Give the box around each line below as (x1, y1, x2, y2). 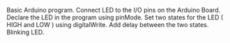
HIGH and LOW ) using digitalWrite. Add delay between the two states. (6, 21, 209, 28)
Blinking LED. (6, 28, 45, 36)
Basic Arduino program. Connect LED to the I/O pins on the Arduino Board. (6, 6, 221, 14)
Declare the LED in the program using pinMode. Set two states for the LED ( (6, 13, 224, 21)
